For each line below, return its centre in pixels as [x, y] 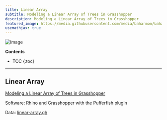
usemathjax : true [23, 28]
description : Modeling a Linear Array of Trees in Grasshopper [72, 19]
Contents [15, 52]
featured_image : [22, 23]
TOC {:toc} [23, 61]
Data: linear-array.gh [26, 112]
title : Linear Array [27, 10]
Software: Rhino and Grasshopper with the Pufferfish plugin [66, 103]
